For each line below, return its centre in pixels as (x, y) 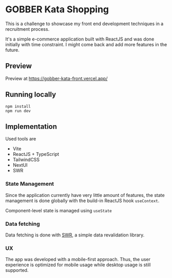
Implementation (31, 126)
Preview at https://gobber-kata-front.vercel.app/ (56, 78)
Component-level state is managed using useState (59, 210)
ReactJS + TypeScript (36, 154)
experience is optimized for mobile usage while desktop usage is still (78, 265)
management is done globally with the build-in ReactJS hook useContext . (82, 201)
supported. (17, 270)
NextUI (20, 165)
